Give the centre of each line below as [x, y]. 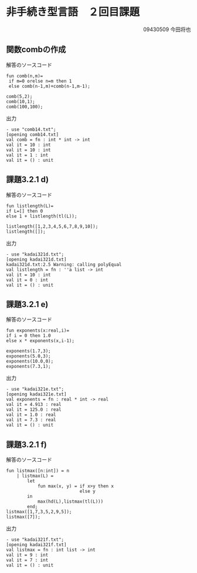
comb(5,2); [19, 96]
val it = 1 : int [27, 155]
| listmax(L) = [35, 476]
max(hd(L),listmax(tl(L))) [70, 502]
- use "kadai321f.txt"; [35, 540]
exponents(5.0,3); [28, 356]
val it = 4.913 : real [34, 405]
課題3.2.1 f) [26, 444]
